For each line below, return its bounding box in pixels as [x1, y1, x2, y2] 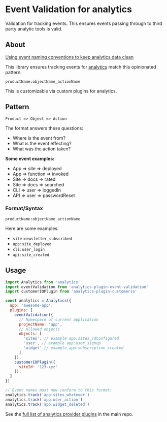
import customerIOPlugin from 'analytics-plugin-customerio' [5, 289, 138, 294]
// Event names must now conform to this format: [5, 387, 113, 393]
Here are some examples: [5, 225, 59, 232]
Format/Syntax [5, 205, 43, 212]
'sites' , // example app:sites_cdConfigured [23, 336, 119, 341]
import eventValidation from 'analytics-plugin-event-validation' [5, 284, 149, 289]
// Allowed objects [18, 327, 60, 332]
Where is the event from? [12, 135, 66, 141]
